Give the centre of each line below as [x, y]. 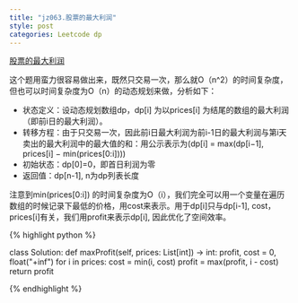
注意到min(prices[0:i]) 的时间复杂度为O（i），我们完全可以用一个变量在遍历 [147, 195]
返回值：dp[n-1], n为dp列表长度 [80, 176]
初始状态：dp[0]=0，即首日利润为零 [89, 164]
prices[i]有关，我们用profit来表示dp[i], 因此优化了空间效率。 [120, 217]
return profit [31, 272]
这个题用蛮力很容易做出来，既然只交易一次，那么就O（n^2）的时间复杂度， [149, 80]
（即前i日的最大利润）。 [65, 121]
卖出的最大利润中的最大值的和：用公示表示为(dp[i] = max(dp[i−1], [143, 143]
